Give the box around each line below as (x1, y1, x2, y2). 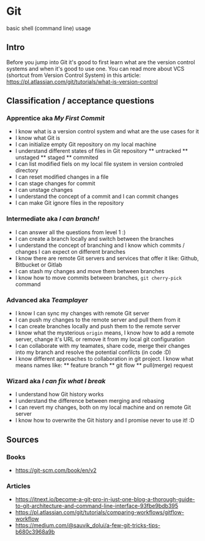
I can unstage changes (15, 186, 73, 194)
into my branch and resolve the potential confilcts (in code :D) (15, 348, 171, 356)
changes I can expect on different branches (15, 248, 125, 255)
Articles (6, 482, 31, 490)
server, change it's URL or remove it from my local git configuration (15, 336, 185, 343)
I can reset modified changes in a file (15, 173, 109, 181)
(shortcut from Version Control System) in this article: (6, 72, 141, 79)
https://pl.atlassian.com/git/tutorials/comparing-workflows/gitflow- (15, 509, 185, 516)
